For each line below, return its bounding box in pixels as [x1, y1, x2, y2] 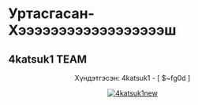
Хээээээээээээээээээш [8, 21, 177, 39]
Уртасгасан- [8, 5, 95, 23]
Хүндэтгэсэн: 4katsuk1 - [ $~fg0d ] [74, 74, 191, 82]
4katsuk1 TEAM [8, 52, 88, 66]
